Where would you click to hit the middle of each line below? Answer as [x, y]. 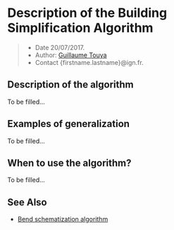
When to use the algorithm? [69, 163]
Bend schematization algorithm [63, 219]
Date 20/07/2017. [60, 47]
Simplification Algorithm [80, 28]
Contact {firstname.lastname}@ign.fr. [89, 62]
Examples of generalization [69, 124]
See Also [27, 202]
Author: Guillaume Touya [71, 55]
